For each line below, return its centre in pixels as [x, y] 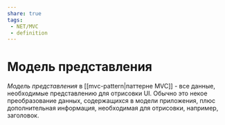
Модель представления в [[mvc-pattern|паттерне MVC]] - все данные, [111, 86]
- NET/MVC [24, 26]
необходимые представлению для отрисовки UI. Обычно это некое [107, 93]
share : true [24, 13]
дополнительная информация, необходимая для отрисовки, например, [113, 108]
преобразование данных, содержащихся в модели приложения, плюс [111, 101]
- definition [29, 33]
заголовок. [23, 115]
